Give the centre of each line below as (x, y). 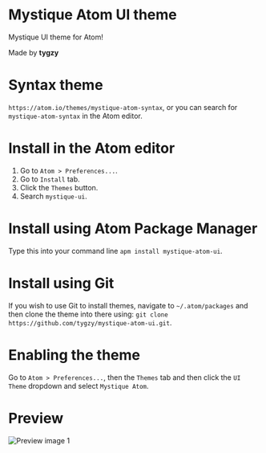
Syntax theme (56, 85)
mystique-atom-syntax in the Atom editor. (75, 116)
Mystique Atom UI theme (93, 15)
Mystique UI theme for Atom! (56, 37)
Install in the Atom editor (92, 148)
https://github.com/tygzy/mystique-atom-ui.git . (90, 322)
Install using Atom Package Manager (133, 229)
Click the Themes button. (59, 187)
